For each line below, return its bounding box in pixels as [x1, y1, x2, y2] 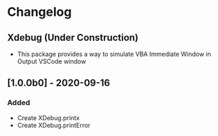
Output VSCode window [17, 57, 87, 66]
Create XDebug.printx [17, 113, 80, 122]
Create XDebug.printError [17, 121, 91, 129]
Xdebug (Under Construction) [7, 32, 139, 43]
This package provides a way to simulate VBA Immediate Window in [17, 50, 211, 58]
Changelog [7, 4, 72, 20]
